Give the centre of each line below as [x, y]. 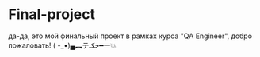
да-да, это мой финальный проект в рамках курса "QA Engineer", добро [130, 36]
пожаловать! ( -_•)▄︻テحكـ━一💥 [62, 45]
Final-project [52, 14]
